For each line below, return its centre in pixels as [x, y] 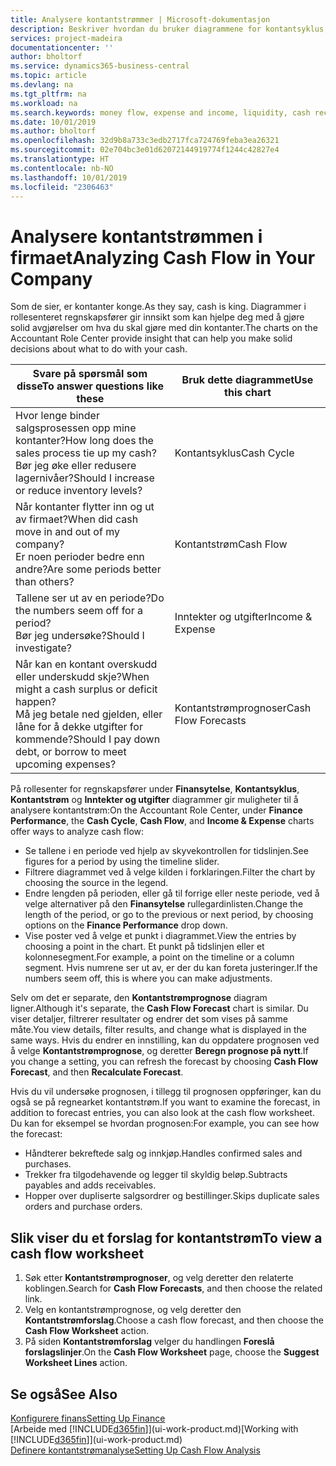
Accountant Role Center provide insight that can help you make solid [151, 338]
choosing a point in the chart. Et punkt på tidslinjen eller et [144, 947]
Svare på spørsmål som [90, 374]
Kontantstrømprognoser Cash [243, 708]
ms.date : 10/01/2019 [53, 122]
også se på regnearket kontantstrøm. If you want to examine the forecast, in [165, 1102]
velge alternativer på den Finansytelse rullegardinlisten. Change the [164, 904]
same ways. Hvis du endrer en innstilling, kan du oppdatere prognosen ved [165, 1040]
